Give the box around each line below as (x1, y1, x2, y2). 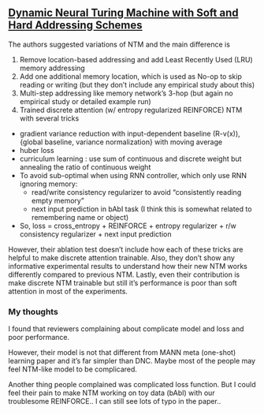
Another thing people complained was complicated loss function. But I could (8, 380, 256, 390)
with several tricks (19, 114, 80, 123)
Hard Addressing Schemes (8, 19, 143, 32)
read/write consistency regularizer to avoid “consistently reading (31, 187, 242, 196)
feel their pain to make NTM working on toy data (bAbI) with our (8, 388, 215, 397)
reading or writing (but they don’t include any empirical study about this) (19, 80, 255, 89)
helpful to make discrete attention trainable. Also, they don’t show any (8, 252, 235, 263)
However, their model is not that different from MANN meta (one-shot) (8, 348, 236, 357)
